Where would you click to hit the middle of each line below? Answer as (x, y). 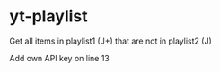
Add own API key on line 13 (60, 58)
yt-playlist (48, 16)
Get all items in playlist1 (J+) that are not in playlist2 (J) (111, 41)
